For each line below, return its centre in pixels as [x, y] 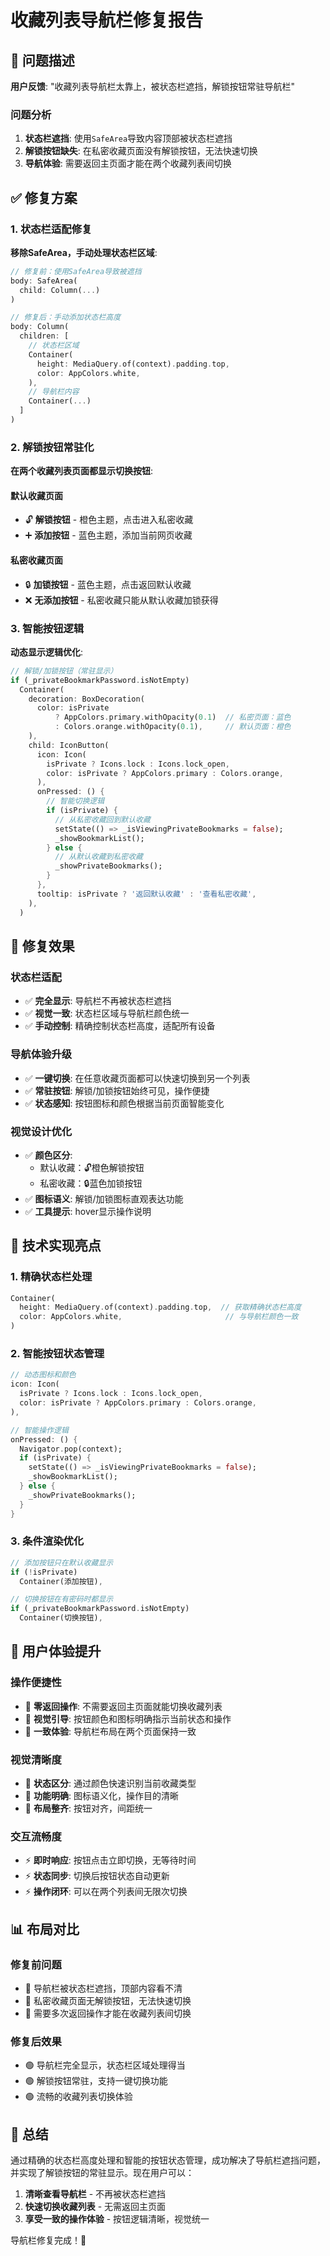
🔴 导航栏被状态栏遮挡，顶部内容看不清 [103, 1988]
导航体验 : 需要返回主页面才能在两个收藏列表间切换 [128, 163]
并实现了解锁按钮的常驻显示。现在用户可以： [102, 2173]
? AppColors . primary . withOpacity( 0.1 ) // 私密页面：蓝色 [173, 717]
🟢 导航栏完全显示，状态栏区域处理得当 [105, 2065]
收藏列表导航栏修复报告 [107, 20]
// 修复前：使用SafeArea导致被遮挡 [76, 271]
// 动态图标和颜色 [43, 1375]
